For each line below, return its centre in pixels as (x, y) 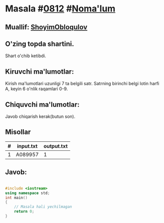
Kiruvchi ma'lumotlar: (40, 71)
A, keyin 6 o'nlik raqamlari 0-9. (37, 89)
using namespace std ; (28, 193)
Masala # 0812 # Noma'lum (60, 9)
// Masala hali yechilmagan (43, 207)
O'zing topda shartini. (40, 44)
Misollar (18, 132)
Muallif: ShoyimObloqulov (46, 27)
